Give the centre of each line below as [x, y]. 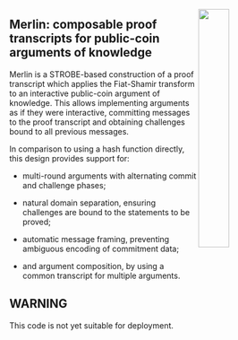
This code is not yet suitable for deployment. [92, 325]
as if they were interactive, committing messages [100, 112]
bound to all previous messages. [69, 131]
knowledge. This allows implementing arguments [99, 102]
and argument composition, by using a [93, 266]
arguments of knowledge [81, 52]
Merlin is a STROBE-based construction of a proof [102, 74]
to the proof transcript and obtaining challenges [97, 122]
